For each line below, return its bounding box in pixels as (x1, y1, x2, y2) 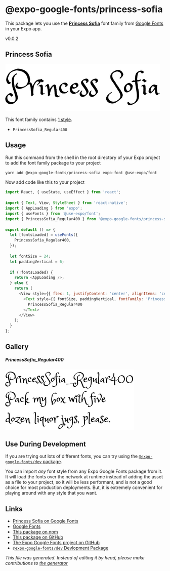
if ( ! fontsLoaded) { (10, 270, 53, 275)
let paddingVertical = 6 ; (10, 259, 65, 264)
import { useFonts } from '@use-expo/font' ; (5, 211, 101, 216)
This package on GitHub (12, 534, 63, 540)
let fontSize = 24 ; (10, 254, 51, 259)
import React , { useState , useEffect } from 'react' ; (5, 190, 121, 195)
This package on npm (12, 529, 58, 535)
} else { (10, 280, 28, 285)
